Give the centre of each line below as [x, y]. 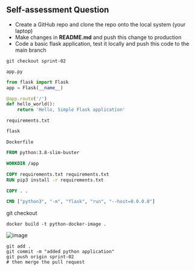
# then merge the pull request [46, 262]
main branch [30, 50]
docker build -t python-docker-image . [56, 224]
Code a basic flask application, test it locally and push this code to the [102, 43]
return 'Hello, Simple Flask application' [71, 110]
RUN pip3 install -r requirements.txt [55, 180]
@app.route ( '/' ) [27, 99]
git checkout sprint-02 [36, 61]
